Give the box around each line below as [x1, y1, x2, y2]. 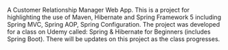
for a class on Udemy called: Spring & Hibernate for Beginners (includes [7, 27, 211, 36]
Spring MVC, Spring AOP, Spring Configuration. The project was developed [7, 21, 220, 28]
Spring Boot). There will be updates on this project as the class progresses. [7, 35, 220, 43]
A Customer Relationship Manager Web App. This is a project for [7, 6, 190, 14]
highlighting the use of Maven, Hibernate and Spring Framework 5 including [7, 13, 222, 21]
